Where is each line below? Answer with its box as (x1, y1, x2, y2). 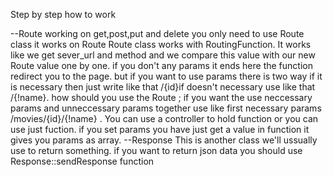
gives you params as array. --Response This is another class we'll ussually (10, 134, 318, 146)
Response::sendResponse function (10, 155, 155, 167)
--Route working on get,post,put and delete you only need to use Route (10, 28, 305, 39)
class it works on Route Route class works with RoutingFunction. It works (10, 39, 312, 50)
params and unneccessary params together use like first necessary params (10, 102, 322, 114)
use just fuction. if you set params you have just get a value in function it (10, 124, 310, 135)
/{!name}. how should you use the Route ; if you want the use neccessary (10, 92, 313, 103)
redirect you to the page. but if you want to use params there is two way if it (10, 70, 323, 82)
